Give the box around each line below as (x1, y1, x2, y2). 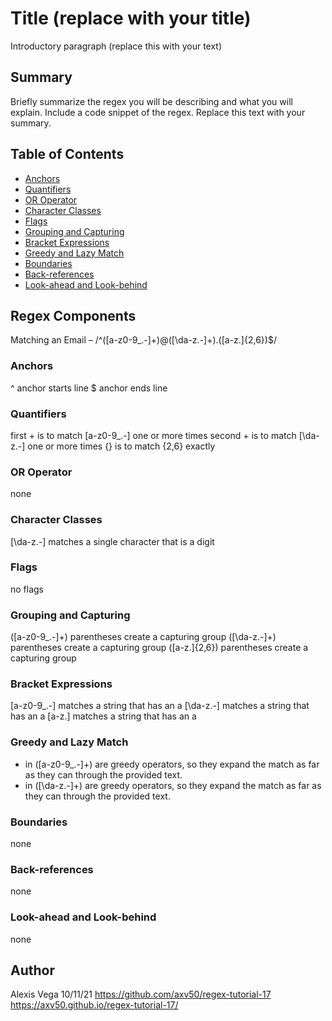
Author (10, 962, 55, 979)
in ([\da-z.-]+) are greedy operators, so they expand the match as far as (24, 779, 322, 791)
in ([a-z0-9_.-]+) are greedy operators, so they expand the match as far (24, 758, 320, 770)
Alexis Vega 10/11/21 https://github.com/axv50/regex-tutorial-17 (10, 988, 272, 1001)
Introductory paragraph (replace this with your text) (10, 40, 223, 52)
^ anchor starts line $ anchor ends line (10, 382, 168, 394)
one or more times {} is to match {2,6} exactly (27, 440, 216, 452)
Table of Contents (10, 146, 125, 163)
